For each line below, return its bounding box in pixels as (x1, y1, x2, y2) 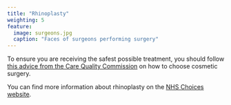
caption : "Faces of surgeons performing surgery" (13, 36, 159, 43)
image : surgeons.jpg (13, 29, 72, 37)
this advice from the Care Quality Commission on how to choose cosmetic (7, 62, 218, 70)
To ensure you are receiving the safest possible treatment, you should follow (7, 55, 225, 63)
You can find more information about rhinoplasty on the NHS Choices (7, 83, 205, 91)
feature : (7, 23, 32, 30)
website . (7, 90, 32, 99)
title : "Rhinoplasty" (7, 10, 70, 17)
